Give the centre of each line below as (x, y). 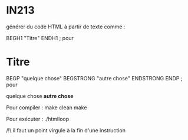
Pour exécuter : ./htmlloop (38, 119)
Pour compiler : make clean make (47, 108)
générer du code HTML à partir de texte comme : (66, 27)
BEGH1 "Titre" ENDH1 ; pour (40, 38)
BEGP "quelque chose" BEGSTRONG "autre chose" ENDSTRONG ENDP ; (94, 78)
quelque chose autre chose (40, 96)
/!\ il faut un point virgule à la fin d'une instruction (66, 130)
